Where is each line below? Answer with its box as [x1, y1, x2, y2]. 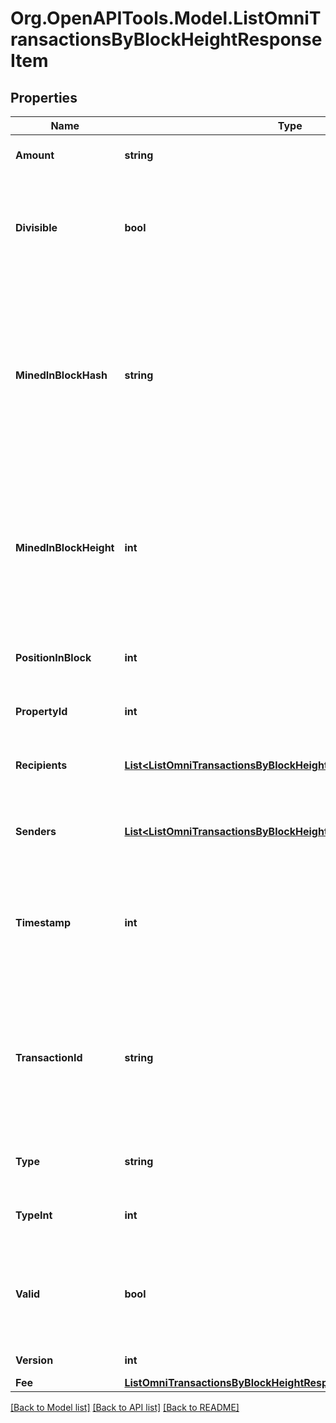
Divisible [15, 221, 58, 234]
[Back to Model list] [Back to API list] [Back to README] [10, 1402, 240, 1413]
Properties [10, 89, 78, 106]
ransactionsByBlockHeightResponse [10, 28, 323, 51]
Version [15, 1353, 54, 1367]
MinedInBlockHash [15, 368, 108, 382]
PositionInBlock [15, 651, 92, 664]
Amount [15, 148, 55, 162]
